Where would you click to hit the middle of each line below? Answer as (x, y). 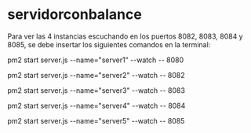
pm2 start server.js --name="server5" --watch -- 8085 (96, 120)
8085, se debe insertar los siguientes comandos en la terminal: (109, 44)
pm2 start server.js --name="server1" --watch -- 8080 (96, 60)
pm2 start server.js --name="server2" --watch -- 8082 (96, 75)
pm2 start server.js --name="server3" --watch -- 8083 (96, 90)
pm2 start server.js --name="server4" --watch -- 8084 (96, 105)
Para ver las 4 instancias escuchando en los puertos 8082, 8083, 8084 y (125, 36)
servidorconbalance (75, 15)
